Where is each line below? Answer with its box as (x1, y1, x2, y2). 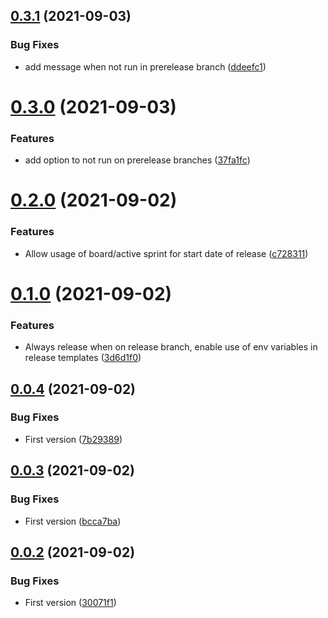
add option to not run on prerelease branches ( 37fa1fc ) (24, 154, 251, 166)
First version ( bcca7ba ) (24, 515, 122, 527)
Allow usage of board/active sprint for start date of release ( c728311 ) (24, 247, 309, 259)
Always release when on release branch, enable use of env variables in (24, 341, 318, 353)
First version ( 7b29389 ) (24, 433, 123, 445)
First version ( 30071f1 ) (24, 597, 117, 609)
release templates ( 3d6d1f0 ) (24, 352, 142, 364)
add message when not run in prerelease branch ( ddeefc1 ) (24, 60, 267, 73)
